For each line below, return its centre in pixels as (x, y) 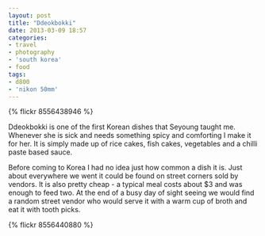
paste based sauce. (40, 152)
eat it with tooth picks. (44, 210)
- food (19, 67)
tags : (17, 74)
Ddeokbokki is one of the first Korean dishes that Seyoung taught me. (122, 127)
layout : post (30, 15)
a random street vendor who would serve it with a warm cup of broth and (128, 201)
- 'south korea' (35, 60)
